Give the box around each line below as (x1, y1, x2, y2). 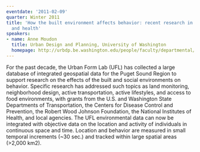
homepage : (11, 47, 36, 53)
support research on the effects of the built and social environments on (6, 76, 181, 83)
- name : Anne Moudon (6, 36, 58, 42)
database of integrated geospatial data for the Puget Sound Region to (6, 69, 177, 77)
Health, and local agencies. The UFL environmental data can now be (6, 114, 174, 121)
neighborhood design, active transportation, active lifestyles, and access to (6, 88, 192, 96)
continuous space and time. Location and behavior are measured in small (6, 126, 186, 134)
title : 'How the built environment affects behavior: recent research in (6, 20, 193, 26)
